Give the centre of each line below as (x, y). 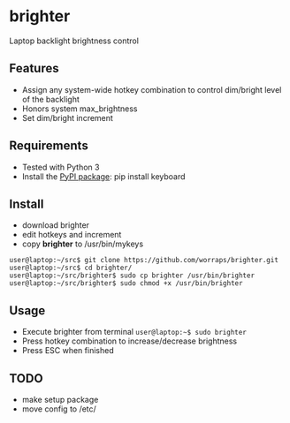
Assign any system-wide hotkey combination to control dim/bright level (152, 89)
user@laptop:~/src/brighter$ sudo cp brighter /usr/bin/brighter (132, 276)
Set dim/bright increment (67, 117)
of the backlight (50, 99)
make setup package (60, 400)
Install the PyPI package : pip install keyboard (103, 176)
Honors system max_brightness (80, 109)
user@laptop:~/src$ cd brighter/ (71, 268)
